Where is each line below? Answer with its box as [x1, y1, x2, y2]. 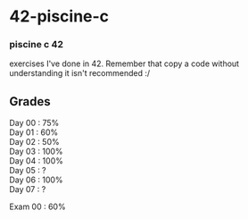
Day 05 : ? [9, 165, 46, 176]
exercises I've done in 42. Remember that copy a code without [9, 58, 239, 69]
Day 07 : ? [9, 184, 46, 195]
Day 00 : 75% [9, 118, 60, 129]
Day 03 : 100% [9, 146, 64, 157]
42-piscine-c [9, 6, 110, 27]
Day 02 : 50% [9, 137, 60, 147]
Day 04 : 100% [9, 156, 64, 166]
